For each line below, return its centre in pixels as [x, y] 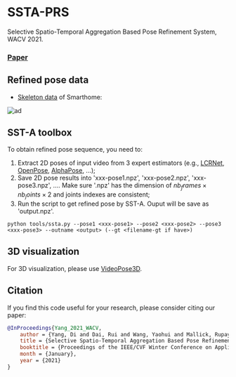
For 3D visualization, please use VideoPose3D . [75, 268]
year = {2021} [40, 361]
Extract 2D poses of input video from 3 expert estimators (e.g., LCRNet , [121, 163]
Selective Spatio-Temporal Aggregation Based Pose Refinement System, [112, 32]
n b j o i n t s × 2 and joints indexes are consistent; [84, 196]
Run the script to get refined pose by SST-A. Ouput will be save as [113, 204]
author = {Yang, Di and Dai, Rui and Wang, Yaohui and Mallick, [116, 334]
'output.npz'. [35, 211]
